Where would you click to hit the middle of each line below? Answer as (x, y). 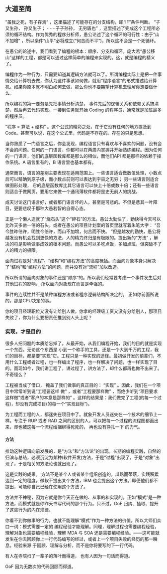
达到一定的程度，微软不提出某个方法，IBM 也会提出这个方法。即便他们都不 (82, 481)
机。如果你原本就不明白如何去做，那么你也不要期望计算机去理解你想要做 (79, 87)
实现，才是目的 (23, 332)
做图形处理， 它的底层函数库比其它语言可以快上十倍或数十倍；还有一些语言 (82, 185)
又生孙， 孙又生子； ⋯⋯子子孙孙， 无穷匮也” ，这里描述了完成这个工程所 (80, 28)
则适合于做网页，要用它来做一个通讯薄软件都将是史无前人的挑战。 (73, 191)
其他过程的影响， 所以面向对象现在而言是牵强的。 (56, 284)
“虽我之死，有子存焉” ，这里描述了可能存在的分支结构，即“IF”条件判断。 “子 (83, 22)
